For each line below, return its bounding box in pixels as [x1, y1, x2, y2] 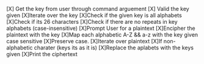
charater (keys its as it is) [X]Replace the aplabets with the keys [34, 44, 194, 51]
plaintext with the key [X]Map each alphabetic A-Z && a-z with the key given [6, 31, 199, 38]
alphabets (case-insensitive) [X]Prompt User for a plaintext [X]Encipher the [6, 24, 195, 32]
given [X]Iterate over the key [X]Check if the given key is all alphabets [6, 12, 182, 19]
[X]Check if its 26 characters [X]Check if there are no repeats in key [6, 18, 178, 25]
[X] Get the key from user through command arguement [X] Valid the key [6, 5, 189, 12]
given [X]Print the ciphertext [6, 51, 78, 57]
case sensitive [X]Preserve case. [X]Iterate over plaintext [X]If [6, 38, 162, 44]
